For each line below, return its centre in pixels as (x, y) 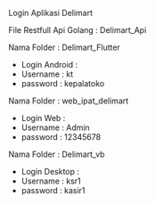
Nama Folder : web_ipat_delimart (69, 101)
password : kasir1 (53, 190)
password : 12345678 (61, 137)
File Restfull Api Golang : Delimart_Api (77, 30)
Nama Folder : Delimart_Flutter (65, 47)
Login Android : (49, 65)
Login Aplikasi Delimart (51, 13)
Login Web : (43, 118)
